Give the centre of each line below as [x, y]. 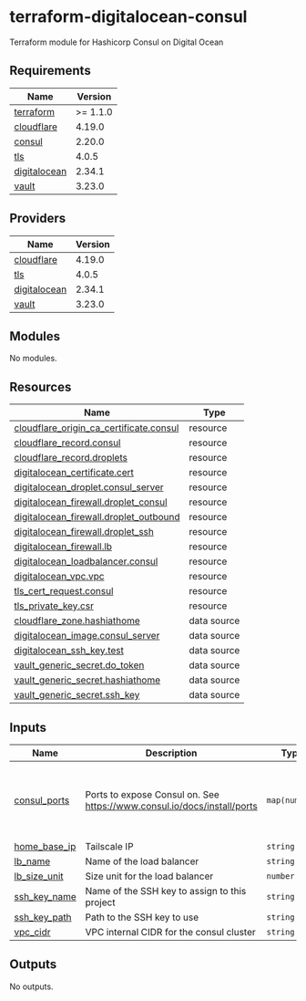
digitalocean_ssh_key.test [69, 651]
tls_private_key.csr [54, 606]
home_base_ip [45, 846]
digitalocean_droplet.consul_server [89, 487]
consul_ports [42, 800]
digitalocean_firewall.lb [63, 547]
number [280, 876]
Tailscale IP [109, 846]
